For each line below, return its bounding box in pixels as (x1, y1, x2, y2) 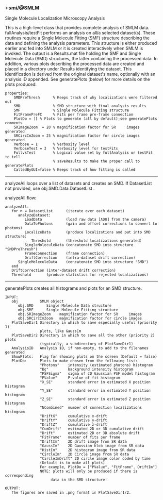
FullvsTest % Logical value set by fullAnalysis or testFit (14, 150, 153, 155)
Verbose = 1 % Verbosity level (14, 142, 90, 147)
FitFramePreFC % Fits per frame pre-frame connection (14, 112, 133, 117)
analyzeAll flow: (5, 195, 37, 201)
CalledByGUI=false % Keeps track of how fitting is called (14, 167, 136, 172)
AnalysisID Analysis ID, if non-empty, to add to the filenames (11, 346, 149, 351)
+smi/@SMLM (5, 4, 40, 11)
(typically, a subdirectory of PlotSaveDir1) (39, 342, 133, 347)
